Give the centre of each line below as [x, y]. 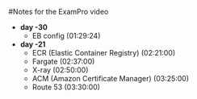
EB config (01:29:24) [66, 36]
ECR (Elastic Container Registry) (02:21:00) [104, 53]
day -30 [34, 27]
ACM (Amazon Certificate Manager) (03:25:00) [111, 78]
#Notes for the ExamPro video [59, 12]
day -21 [33, 44]
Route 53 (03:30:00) [66, 87]
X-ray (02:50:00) [60, 70]
